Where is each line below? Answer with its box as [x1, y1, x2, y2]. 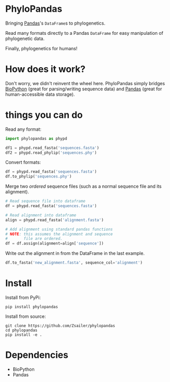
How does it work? [5, 64, 86, 75]
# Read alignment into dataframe [5, 212, 77, 218]
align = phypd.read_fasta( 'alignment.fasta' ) [5, 217, 104, 223]
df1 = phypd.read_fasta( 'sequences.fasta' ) [5, 145, 100, 150]
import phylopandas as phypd [5, 136, 67, 141]
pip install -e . [5, 332, 42, 337]
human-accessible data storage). [5, 91, 75, 97]
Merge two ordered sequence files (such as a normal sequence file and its [5, 183, 162, 190]
